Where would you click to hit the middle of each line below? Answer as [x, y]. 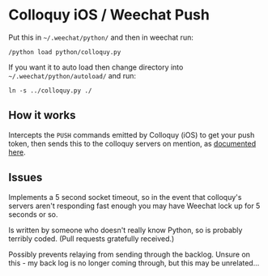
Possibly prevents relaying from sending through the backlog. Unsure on [130, 254]
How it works [42, 115]
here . [17, 152]
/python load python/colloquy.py [65, 52]
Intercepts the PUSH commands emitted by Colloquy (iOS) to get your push [132, 134]
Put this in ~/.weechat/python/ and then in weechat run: [101, 37]
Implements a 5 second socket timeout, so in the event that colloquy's [125, 197]
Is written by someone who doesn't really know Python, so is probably [125, 230]
